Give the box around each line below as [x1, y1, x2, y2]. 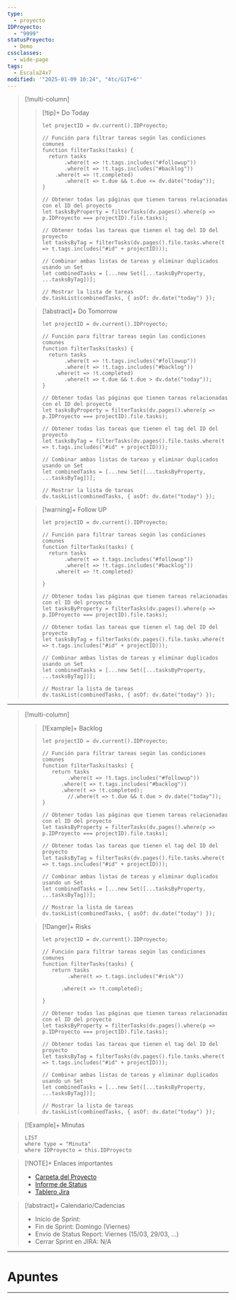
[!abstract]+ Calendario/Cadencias [24, 1201, 125, 1210]
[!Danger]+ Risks [41, 923, 91, 931]
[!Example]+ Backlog [41, 724, 103, 733]
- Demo [13, 43, 33, 50]
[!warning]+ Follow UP [41, 505, 107, 514]
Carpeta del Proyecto [34, 1173, 97, 1181]
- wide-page [13, 56, 49, 63]
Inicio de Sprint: [34, 1215, 81, 1223]
